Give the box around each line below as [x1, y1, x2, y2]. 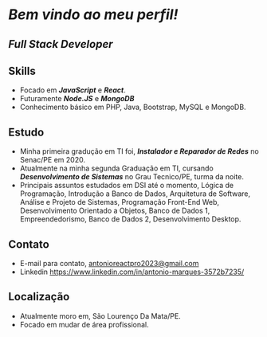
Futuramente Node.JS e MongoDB [19, 94, 135, 104]
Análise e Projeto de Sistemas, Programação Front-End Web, [19, 198, 220, 207]
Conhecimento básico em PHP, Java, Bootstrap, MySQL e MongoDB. [19, 102, 246, 112]
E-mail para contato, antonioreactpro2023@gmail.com [19, 259, 199, 268]
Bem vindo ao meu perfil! [8, 6, 179, 24]
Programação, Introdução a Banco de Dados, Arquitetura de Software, [19, 189, 251, 198]
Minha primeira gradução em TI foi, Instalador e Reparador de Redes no [19, 147, 259, 156]
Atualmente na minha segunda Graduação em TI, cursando [19, 163, 214, 173]
